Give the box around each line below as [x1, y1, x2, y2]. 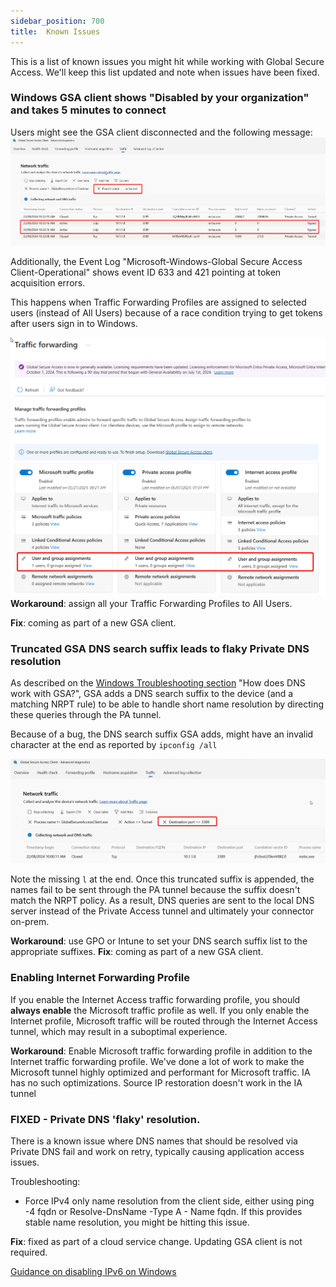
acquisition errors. [10, 276, 86, 289]
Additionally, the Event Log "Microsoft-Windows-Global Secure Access [10, 255, 303, 267]
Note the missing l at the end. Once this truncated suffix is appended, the [10, 873, 315, 885]
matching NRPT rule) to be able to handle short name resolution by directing [10, 698, 324, 710]
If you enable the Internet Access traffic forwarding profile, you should [10, 993, 301, 1005]
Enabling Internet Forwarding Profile [10, 971, 191, 985]
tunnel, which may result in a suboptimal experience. [10, 1025, 228, 1037]
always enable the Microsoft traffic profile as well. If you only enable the [10, 1004, 310, 1016]
